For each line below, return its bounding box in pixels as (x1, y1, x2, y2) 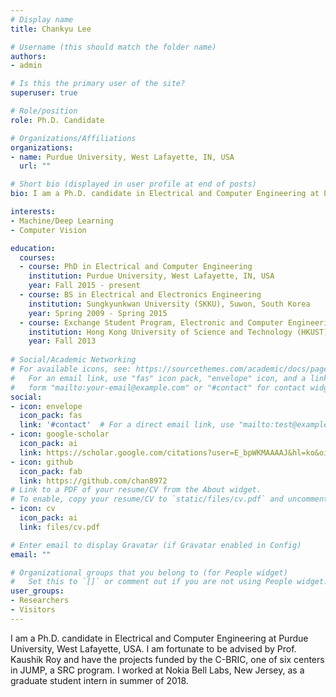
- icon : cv (10, 504, 56, 514)
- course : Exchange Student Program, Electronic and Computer (19, 317, 284, 328)
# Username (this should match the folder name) (10, 42, 217, 52)
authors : (10, 51, 47, 61)
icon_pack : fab (19, 466, 83, 476)
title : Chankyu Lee (10, 24, 92, 34)
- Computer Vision (10, 225, 87, 235)
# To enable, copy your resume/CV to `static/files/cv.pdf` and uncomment (10, 494, 329, 505)
